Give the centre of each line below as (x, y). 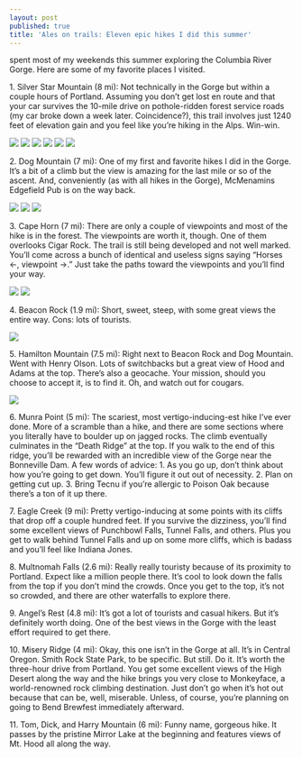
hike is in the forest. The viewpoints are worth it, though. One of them (138, 236)
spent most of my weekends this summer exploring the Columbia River (141, 60)
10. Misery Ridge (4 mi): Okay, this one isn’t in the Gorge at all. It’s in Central (150, 650)
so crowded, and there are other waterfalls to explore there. (120, 596)
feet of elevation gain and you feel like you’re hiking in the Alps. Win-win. (145, 125)
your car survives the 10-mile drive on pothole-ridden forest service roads (147, 106)
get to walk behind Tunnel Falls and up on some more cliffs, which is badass (151, 540)
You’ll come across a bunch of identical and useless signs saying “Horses (146, 255)
